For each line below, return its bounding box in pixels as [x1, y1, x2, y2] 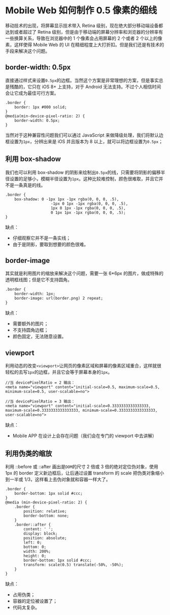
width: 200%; [23, 549, 51, 554]
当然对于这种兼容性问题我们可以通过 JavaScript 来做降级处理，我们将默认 [5, 132, 159, 138]
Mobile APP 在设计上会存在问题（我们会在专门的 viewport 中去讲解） [12, 433, 157, 439]
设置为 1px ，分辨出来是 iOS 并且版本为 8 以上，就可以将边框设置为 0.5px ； [9, 138, 163, 144]
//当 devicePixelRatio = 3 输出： [5, 399, 75, 404]
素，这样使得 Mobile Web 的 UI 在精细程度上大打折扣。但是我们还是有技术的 [5, 41, 164, 47]
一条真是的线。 [14, 182, 46, 188]
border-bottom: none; [23, 513, 70, 518]
